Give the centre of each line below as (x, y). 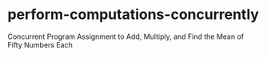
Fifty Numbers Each (40, 44)
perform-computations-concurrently (133, 15)
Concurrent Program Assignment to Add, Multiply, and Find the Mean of (126, 36)
